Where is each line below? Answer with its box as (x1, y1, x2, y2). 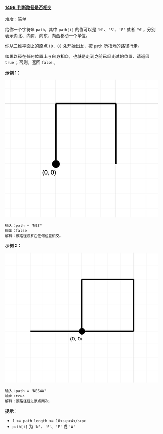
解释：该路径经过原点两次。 (5, 398, 52, 404)
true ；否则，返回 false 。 (5, 59, 58, 65)
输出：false (5, 228, 27, 233)
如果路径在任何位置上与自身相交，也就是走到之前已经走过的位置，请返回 (5, 54, 149, 59)
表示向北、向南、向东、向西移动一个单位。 (5, 33, 90, 38)
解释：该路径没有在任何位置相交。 (5, 233, 63, 238)
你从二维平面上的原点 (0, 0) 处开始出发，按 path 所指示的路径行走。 (5, 43, 142, 49)
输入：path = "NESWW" (5, 388, 47, 393)
